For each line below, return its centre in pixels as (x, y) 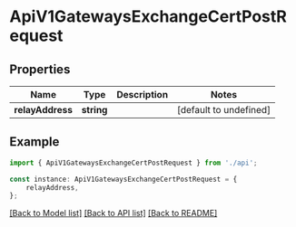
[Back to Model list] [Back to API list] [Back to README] (113, 213)
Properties (40, 69)
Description (143, 95)
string (94, 110)
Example (35, 142)
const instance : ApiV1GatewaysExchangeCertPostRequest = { (123, 179)
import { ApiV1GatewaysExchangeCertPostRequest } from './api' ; (133, 163)
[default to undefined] (223, 110)
